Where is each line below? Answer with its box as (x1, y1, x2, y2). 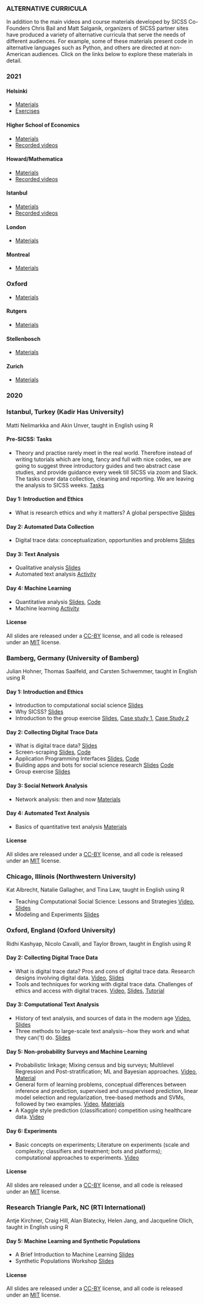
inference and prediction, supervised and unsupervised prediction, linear (15, 1087, 199, 1095)
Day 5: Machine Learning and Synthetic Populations (6, 1237, 141, 1245)
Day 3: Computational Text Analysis (6, 1001, 99, 1008)
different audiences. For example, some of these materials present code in (6, 38, 193, 45)
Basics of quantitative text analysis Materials (15, 823, 127, 830)
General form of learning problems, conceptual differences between (15, 1081, 187, 1088)
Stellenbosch (6, 335, 41, 342)
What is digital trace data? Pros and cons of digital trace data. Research (15, 967, 195, 975)
